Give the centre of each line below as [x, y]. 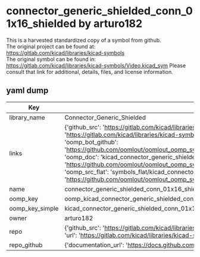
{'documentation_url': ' [96, 244]
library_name [27, 117]
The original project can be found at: [51, 47]
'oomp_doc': [82, 157]
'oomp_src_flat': [87, 172]
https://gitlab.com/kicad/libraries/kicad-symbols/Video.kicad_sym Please [96, 65]
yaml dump [27, 91]
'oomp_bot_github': [91, 142]
